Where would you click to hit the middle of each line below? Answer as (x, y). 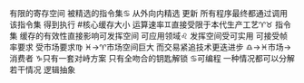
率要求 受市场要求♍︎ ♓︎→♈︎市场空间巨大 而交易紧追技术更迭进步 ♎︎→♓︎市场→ (151, 47)
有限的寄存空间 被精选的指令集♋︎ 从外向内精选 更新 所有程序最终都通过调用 (149, 13)
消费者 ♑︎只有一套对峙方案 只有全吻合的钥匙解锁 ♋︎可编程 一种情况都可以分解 (152, 58)
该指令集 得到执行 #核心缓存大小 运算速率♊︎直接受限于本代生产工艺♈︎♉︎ (142, 24)
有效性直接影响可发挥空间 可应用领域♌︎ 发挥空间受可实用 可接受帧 (166, 36)
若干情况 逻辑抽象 (42, 69)
